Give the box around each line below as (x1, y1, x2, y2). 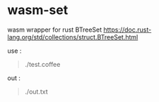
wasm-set (7, 2, 69, 18)
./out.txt (24, 87, 48, 96)
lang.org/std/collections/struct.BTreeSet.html (7, 32, 139, 41)
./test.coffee (24, 60, 61, 68)
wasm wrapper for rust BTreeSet (7, 25, 102, 34)
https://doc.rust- (103, 25, 152, 34)
